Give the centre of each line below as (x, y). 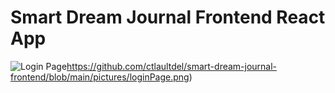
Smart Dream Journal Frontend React (168, 17)
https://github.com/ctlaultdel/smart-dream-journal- (172, 66)
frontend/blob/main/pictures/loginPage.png (100, 77)
